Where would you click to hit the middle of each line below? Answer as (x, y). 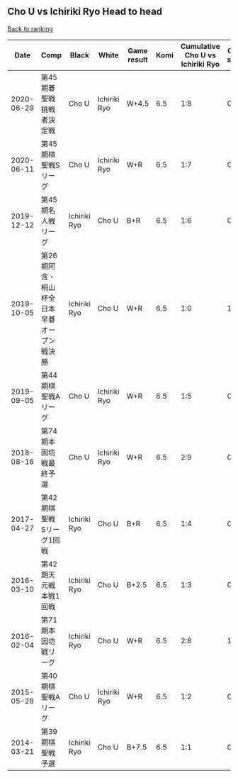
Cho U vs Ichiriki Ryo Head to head (85, 12)
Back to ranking (30, 28)
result (137, 60)
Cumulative (200, 46)
